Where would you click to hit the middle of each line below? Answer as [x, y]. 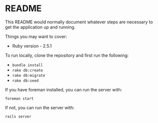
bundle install [28, 65]
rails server [18, 116]
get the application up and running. [40, 27]
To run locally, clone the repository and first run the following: [67, 55]
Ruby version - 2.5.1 [32, 46]
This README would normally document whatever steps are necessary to [79, 22]
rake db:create [28, 70]
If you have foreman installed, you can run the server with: [64, 89]
